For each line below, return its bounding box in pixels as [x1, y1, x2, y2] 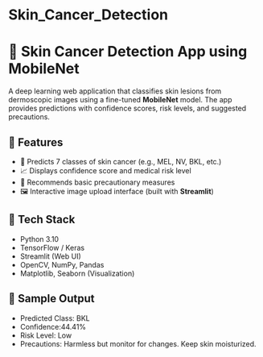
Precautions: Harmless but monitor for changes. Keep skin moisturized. [19, 338, 257, 348]
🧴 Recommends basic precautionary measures [19, 177, 175, 187]
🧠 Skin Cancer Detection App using [8, 43, 248, 61]
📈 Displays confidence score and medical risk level [19, 165, 191, 175]
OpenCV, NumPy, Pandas [19, 259, 105, 269]
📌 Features [8, 135, 64, 149]
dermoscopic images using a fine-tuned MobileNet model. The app [8, 95, 232, 105]
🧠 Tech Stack [8, 213, 76, 226]
